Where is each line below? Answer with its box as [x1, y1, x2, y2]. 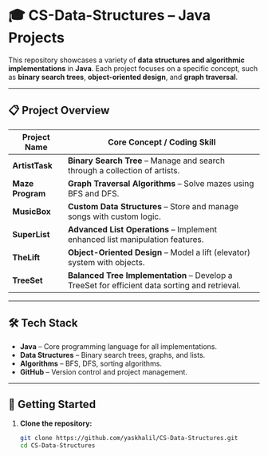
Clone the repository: [19, 418, 93, 428]
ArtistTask [12, 160, 53, 171]
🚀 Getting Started [8, 397, 97, 411]
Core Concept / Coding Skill [107, 137, 216, 148]
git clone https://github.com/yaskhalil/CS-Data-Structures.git [19, 434, 238, 442]
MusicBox [12, 205, 51, 216]
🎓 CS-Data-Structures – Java [8, 6, 211, 25]
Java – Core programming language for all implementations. [19, 341, 218, 351]
